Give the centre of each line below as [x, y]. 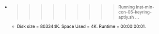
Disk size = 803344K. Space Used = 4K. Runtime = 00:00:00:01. [81, 26]
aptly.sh [126, 17]
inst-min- [145, 7]
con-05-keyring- [135, 12]
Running [127, 7]
